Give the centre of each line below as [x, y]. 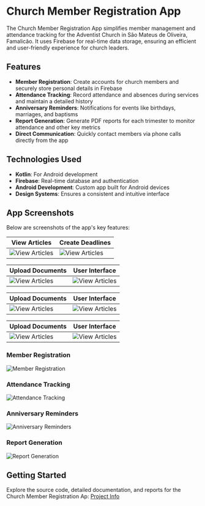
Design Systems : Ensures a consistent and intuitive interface [92, 193]
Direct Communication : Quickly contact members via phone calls [98, 133]
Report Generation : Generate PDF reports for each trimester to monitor [105, 121]
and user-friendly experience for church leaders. [68, 48]
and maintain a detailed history [54, 101]
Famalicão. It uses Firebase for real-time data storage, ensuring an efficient [101, 41]
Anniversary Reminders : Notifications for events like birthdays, [95, 108]
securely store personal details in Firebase [69, 88]
